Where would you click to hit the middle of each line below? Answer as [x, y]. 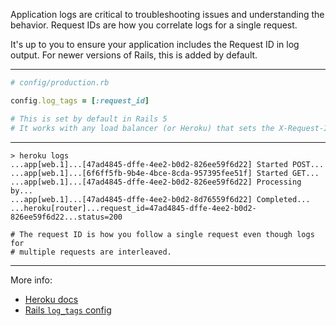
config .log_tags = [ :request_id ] [80, 100]
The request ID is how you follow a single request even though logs [167, 234]
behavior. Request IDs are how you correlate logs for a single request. [154, 25]
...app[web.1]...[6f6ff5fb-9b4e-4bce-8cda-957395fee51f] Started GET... [165, 173]
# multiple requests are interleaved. [91, 252]
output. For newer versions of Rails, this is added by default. [134, 55]
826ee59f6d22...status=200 [66, 217]
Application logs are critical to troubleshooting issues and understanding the [167, 14]
